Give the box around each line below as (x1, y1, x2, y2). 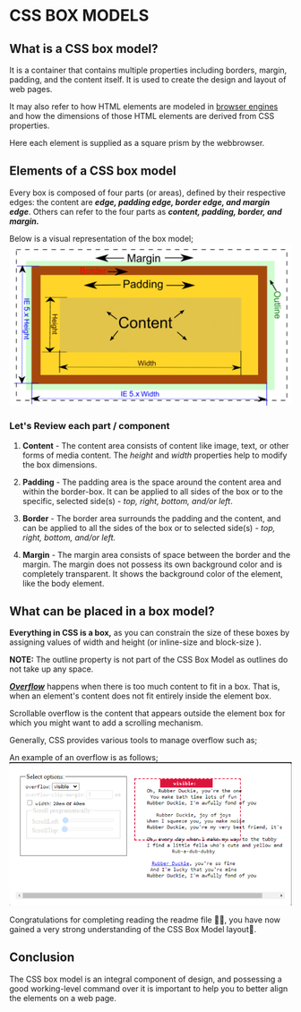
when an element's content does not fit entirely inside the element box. (9, 690, 271, 701)
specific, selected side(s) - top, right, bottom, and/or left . (21, 495, 233, 506)
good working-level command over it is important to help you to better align (9, 982, 288, 994)
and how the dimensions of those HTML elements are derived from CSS (9, 111, 275, 121)
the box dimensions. (21, 459, 98, 470)
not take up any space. (9, 664, 94, 674)
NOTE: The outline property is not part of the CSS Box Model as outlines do (9, 655, 288, 665)
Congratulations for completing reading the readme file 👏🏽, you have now (9, 914, 280, 925)
